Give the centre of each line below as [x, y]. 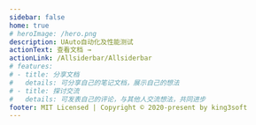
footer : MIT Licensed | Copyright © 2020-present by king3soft [128, 107]
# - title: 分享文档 [44, 75]
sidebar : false [37, 17]
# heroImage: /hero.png [53, 33]
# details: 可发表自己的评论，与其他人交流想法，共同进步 [108, 99]
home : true [29, 26]
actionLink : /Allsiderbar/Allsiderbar [81, 58]
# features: [31, 67]
